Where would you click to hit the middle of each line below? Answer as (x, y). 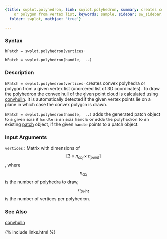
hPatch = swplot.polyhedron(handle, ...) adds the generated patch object (83, 114)
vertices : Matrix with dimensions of (42, 148)
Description (20, 72)
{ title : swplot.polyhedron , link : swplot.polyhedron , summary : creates (81, 10)
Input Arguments (26, 137)
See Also (16, 211)
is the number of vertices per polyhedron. (48, 198)
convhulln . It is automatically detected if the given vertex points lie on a (78, 99)
